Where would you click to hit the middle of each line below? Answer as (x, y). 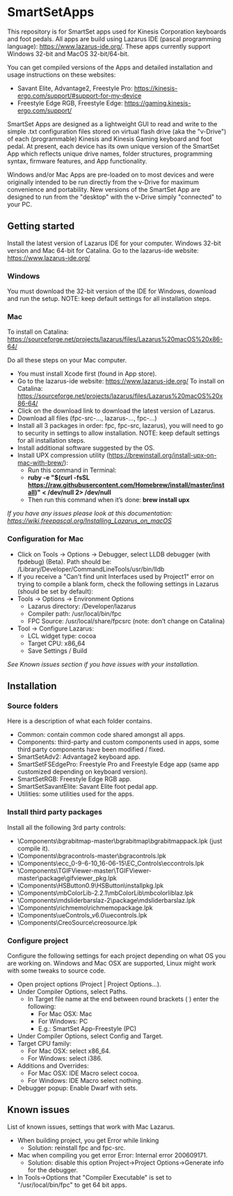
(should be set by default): (55, 591)
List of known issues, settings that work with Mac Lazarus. (91, 1127)
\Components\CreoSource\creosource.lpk (77, 922)
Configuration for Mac (46, 539)
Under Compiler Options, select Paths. (72, 991)
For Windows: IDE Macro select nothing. (85, 1080)
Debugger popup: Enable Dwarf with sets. (77, 1088)
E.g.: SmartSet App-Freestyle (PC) (87, 1028)
